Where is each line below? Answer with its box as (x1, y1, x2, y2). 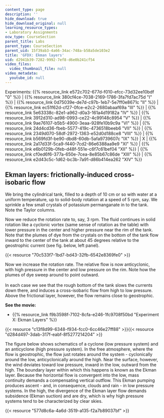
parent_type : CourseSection (5, 44, 62, 48)
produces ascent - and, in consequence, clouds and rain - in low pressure (5, 382, 154, 388)
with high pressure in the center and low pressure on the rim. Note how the (5, 266, 156, 272)
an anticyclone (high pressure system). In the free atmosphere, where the (5, 346, 153, 352)
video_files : (5, 62, 32, 67)
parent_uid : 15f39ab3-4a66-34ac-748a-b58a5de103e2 (5, 48, 110, 53)
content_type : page (5, 7, 45, 12)
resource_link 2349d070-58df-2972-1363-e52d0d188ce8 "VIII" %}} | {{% (5, 130, 154, 136)
